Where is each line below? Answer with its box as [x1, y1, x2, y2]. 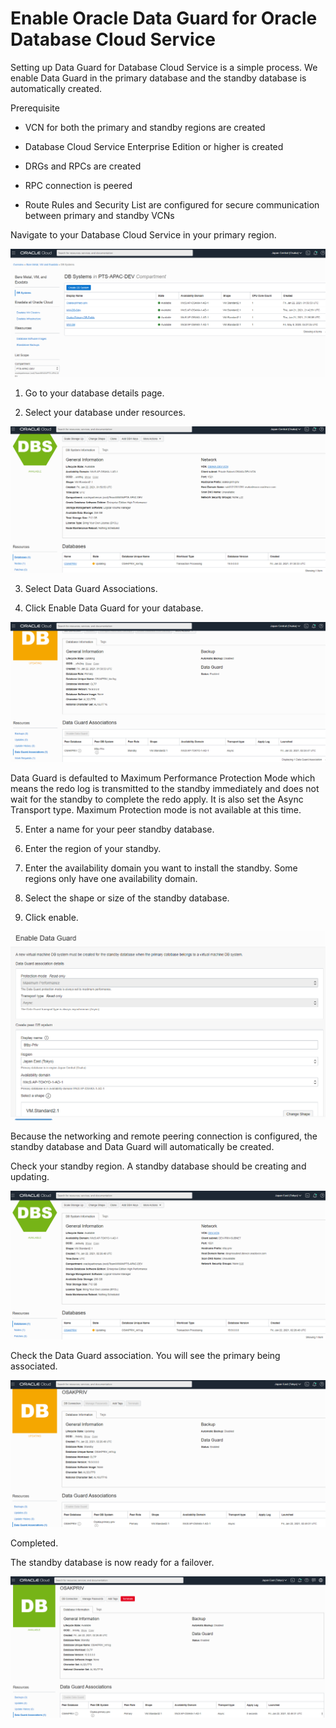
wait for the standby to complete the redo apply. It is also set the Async [10, 793, 304, 805]
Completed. [10, 1537, 59, 1549]
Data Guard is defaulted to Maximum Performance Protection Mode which [10, 772, 316, 784]
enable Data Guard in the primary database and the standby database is [10, 72, 307, 84]
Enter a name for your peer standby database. [24, 823, 215, 835]
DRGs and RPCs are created [24, 160, 142, 172]
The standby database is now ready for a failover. [10, 1557, 215, 1569]
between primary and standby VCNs [24, 209, 175, 221]
